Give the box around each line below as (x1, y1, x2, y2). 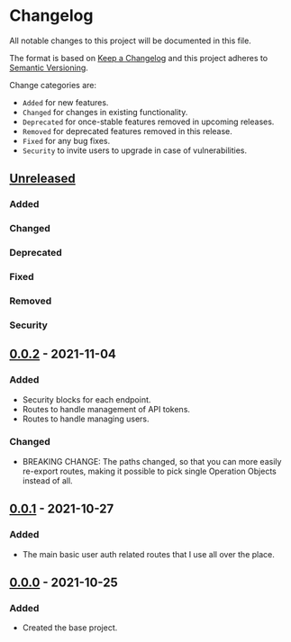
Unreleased (9, 171, 77, 186)
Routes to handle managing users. (22, 413, 150, 424)
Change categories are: (9, 79, 97, 90)
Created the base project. (22, 622, 118, 633)
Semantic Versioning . (9, 62, 88, 73)
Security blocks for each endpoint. (22, 393, 151, 405)
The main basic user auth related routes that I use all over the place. (22, 548, 275, 559)
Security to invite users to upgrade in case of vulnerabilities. (22, 145, 248, 156)
